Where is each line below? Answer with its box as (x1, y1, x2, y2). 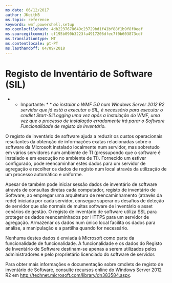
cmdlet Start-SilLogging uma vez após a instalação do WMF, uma (20, 112, 160, 118)
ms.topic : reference (5, 17, 50, 22)
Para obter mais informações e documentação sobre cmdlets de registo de (5, 261, 164, 267)
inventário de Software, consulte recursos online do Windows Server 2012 (5, 267, 162, 273)
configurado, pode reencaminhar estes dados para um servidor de (5, 160, 146, 166)
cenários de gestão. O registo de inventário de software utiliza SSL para (5, 209, 157, 215)
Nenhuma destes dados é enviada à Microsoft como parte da (5, 235, 135, 241)
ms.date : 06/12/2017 (5, 7, 50, 13)
